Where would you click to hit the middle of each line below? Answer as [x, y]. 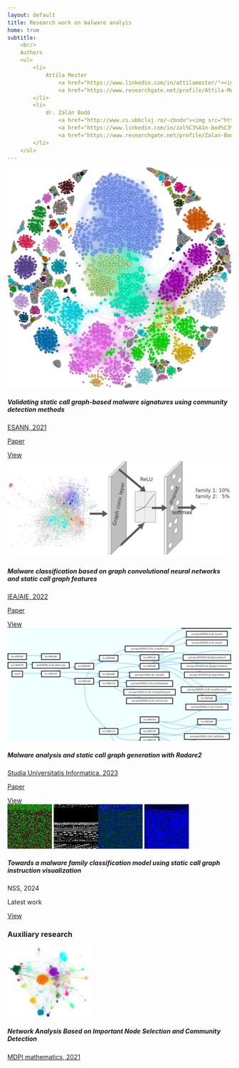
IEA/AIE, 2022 [28, 597]
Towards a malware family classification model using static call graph [114, 863]
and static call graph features [52, 579]
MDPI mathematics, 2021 [44, 1057]
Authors [31, 53]
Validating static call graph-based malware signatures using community [117, 402]
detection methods [36, 409]
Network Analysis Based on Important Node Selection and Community [114, 1031]
